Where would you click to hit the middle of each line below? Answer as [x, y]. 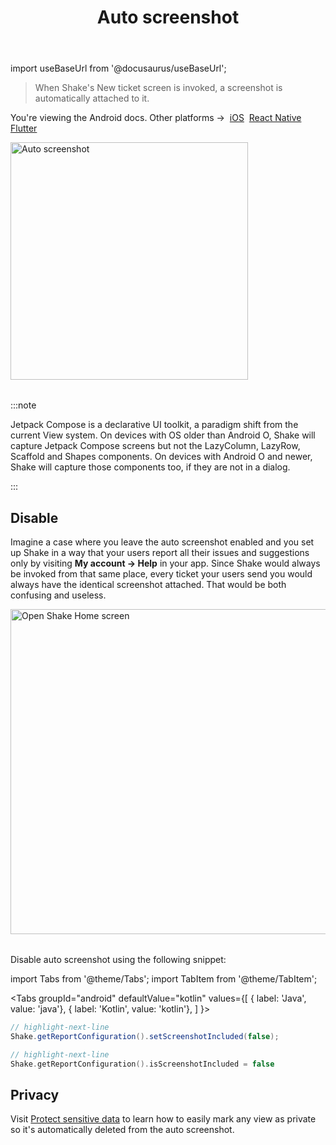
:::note [23, 405]
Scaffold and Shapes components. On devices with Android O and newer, [161, 457]
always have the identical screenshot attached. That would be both [148, 584]
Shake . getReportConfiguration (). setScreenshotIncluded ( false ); [145, 1036]
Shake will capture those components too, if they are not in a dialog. [150, 467]
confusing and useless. [58, 595]
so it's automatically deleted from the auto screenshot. [122, 1130]
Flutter [24, 128]
